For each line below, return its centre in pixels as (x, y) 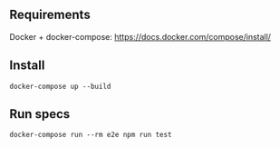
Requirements (50, 15)
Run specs (40, 114)
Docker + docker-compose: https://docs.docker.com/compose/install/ (140, 36)
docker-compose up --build (60, 86)
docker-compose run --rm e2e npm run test (91, 135)
